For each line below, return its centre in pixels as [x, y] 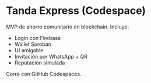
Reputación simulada [40, 63]
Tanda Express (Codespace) [76, 11]
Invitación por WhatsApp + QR [51, 56]
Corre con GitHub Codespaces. [44, 74]
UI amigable [29, 50]
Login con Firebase [38, 38]
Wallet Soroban [33, 44]
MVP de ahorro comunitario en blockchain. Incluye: [68, 27]
